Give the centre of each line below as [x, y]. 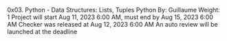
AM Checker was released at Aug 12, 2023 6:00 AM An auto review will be [112, 24]
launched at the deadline [42, 31]
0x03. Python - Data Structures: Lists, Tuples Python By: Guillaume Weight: [113, 10]
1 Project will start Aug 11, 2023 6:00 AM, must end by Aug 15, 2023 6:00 [110, 17]
